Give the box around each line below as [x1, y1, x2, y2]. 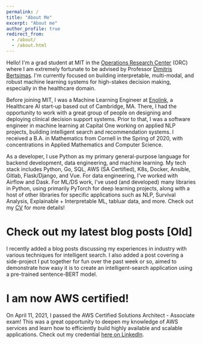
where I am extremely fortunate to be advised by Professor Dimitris [6, 65, 173, 72]
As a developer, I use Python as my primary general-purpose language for [6, 152, 190, 160]
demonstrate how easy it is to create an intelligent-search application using [6, 264, 192, 271]
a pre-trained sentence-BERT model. [6, 271, 97, 278]
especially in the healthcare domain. [6, 84, 96, 92]
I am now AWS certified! [6, 292, 129, 305]
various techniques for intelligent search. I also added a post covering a [6, 251, 183, 258]
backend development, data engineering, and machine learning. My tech [6, 159, 186, 166]
